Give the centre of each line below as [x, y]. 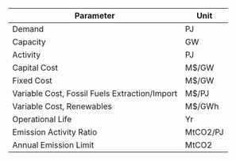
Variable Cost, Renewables [62, 106]
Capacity [29, 42]
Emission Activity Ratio [55, 132]
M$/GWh [202, 106]
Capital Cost [35, 68]
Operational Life [42, 119]
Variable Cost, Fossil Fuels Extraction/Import [95, 93]
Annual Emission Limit [53, 145]
